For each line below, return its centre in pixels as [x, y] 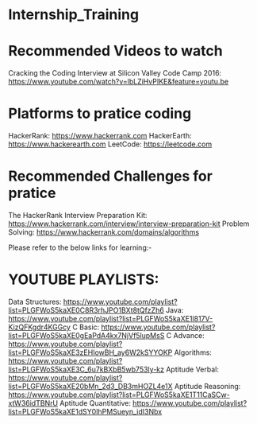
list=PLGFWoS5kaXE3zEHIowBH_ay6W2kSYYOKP [90, 352]
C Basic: [86, 327]
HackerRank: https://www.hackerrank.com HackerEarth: [100, 136]
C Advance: [185, 335]
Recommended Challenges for [110, 176]
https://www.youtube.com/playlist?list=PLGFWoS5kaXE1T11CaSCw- [119, 395]
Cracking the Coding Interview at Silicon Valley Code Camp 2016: [115, 73]
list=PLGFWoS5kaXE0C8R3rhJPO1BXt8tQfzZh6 [86, 310]
